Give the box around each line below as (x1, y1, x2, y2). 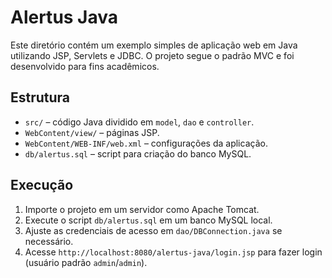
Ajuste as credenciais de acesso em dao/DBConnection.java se (24, 224, 283, 236)
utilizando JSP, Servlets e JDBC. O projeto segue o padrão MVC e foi (10, 49, 295, 61)
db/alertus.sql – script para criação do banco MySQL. (24, 147, 252, 160)
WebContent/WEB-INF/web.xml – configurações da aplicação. (24, 137, 268, 149)
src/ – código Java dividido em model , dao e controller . (24, 116, 255, 128)
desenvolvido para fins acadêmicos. (10, 60, 160, 72)
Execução (10, 177, 74, 194)
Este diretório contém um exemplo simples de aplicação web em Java (10, 39, 298, 51)
